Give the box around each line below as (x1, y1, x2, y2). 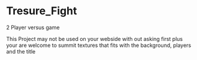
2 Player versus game (6, 24, 60, 31)
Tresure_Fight (6, 4, 77, 18)
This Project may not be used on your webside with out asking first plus (6, 35, 183, 42)
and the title (6, 48, 36, 55)
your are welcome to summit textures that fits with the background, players (6, 42, 192, 49)
